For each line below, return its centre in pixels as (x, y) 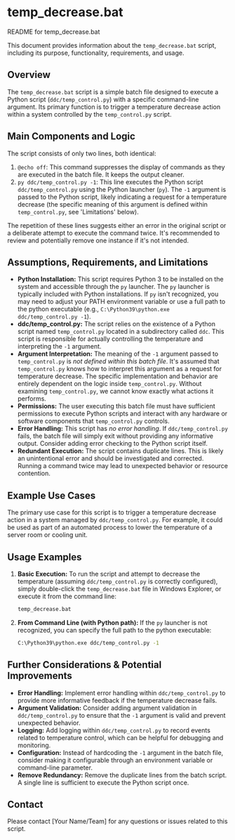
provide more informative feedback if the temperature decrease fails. (117, 700)
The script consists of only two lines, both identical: (82, 153)
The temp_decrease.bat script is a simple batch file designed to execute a (113, 91)
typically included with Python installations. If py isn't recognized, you (118, 294)
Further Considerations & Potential (85, 665)
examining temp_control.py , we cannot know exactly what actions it (115, 392)
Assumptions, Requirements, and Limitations (108, 262)
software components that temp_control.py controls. (93, 421)
